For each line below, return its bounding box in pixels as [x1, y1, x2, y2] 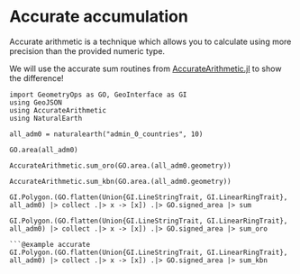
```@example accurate [9, 240, 91, 249]
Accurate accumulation [9, 6, 189, 27]
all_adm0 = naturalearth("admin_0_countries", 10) [9, 129, 204, 139]
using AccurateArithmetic [9, 105, 106, 114]
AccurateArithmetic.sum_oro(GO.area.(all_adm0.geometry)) [9, 160, 232, 170]
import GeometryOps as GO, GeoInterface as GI [9, 90, 187, 99]
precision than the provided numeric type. [9, 45, 165, 56]
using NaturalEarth [9, 114, 83, 123]
